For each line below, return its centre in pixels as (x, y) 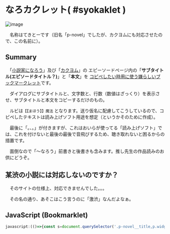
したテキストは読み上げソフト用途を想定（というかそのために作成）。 (86, 117)
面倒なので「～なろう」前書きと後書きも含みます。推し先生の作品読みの (85, 151)
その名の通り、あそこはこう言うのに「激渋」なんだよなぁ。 (72, 199)
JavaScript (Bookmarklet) (47, 215)
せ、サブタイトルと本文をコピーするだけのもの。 (56, 100)
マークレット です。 (34, 83)
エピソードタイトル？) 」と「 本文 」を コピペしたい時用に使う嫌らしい (84, 76)
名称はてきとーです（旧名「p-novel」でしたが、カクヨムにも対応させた (84, 34)
